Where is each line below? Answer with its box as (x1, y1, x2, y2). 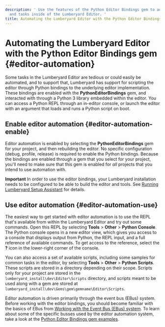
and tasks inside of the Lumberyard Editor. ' (9, 12, 107, 17)
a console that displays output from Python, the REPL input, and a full (5, 234, 146, 240)
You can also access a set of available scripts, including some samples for (5, 254, 156, 260)
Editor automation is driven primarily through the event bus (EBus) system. (5, 295, 156, 301)
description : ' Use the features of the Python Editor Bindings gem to (5, 7, 155, 12)
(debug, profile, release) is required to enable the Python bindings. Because (5, 151, 159, 157)
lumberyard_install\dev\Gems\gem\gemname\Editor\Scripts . (5, 285, 125, 292)
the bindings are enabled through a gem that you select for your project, (5, 156, 151, 162)
